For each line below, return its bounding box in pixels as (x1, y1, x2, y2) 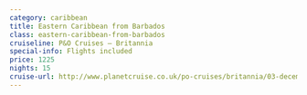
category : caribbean (9, 13, 89, 23)
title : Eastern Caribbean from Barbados (9, 22, 166, 31)
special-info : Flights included (9, 47, 132, 56)
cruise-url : (9, 72, 55, 81)
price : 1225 (9, 55, 55, 64)
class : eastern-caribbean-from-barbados (9, 30, 166, 39)
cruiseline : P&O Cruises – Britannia (9, 38, 153, 48)
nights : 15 (9, 64, 51, 73)
